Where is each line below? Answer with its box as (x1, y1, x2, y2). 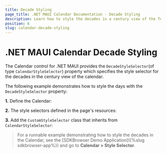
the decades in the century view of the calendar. (5, 74, 104, 79)
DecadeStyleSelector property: (5, 88, 68, 94)
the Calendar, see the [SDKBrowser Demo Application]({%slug (17, 137, 145, 143)
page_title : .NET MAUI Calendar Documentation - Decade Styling (5, 12, 140, 17)
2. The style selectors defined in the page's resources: (5, 108, 117, 114)
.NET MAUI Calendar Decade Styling (5, 47, 158, 58)
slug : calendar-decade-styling (5, 26, 70, 31)
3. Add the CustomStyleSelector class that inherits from (5, 117, 118, 123)
